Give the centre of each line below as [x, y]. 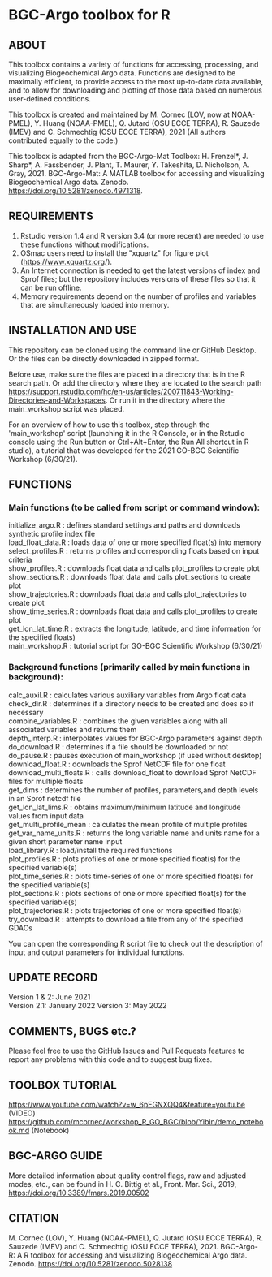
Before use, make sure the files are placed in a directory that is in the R [127, 374]
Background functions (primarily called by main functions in [129, 667]
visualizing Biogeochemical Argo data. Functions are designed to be [122, 73]
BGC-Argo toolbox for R [89, 15]
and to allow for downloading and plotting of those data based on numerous [135, 90]
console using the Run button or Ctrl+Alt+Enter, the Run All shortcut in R [129, 442]
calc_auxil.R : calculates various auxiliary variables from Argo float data [127, 695]
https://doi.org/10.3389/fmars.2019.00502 [79, 1193]
